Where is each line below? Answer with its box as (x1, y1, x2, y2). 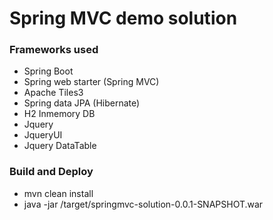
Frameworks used (9, 43, 99, 57)
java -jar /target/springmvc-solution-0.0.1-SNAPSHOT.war (23, 198, 264, 210)
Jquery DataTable (23, 140, 97, 152)
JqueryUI (23, 129, 63, 141)
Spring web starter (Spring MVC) (23, 76, 160, 88)
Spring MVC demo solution (9, 7, 238, 30)
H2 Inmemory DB (23, 108, 96, 120)
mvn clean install (23, 187, 94, 199)
